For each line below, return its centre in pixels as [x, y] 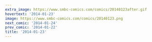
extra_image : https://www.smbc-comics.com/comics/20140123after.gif [76, 9]
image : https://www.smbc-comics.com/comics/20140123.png [64, 18]
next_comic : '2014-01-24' [31, 23]
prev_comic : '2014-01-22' [31, 28]
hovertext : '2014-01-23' [30, 14]
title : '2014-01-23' [26, 32]
